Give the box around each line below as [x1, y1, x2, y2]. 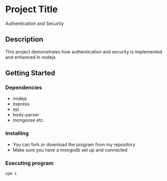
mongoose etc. [12, 117, 45, 123]
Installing [5, 130, 29, 137]
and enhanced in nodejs [5, 54, 56, 60]
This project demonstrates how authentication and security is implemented [5, 48, 162, 54]
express [12, 101, 30, 107]
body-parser [12, 112, 39, 118]
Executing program [5, 159, 54, 166]
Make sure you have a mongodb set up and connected [12, 146, 127, 153]
